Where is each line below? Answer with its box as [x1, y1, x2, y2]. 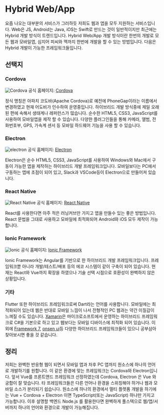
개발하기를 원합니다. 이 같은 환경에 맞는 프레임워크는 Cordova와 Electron [10, 367, 150, 373]
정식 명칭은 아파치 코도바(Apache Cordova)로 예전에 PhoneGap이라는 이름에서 [5, 98, 158, 104]
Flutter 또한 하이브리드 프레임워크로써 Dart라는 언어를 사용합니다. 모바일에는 [5, 301, 151, 307]
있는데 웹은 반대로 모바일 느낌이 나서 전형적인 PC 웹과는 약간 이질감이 [22, 307, 155, 313]
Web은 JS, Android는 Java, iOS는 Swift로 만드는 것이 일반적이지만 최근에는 [11, 26, 157, 32]
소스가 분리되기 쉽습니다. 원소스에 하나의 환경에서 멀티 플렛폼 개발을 [14, 386, 143, 392]
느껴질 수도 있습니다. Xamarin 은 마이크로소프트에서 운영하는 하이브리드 [5, 313, 141, 319]
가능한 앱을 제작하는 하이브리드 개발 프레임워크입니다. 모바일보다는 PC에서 [14, 163, 156, 169]
